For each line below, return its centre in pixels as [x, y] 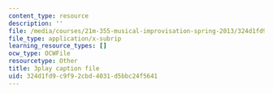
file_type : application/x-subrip [65, 38]
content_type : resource [49, 16]
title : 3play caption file [54, 69]
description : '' [36, 23]
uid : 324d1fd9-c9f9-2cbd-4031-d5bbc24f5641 [83, 76]
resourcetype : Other [43, 61]
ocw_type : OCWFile [39, 53]
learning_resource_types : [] [58, 46]
